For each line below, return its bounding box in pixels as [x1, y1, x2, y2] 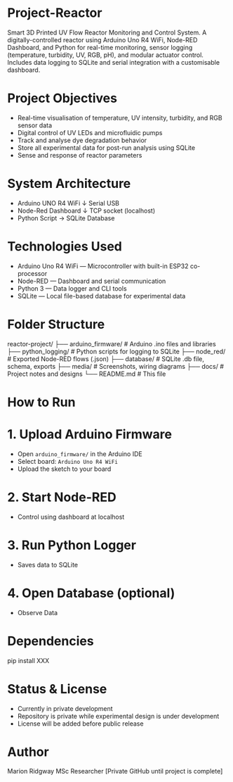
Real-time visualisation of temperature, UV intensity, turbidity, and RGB [17, 113, 222, 122]
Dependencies [7, 633, 94, 649]
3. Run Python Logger [7, 537, 137, 553]
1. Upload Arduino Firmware [7, 427, 173, 443]
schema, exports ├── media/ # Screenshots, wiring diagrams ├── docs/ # [7, 362, 225, 370]
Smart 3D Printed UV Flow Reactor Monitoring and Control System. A [7, 28, 207, 37]
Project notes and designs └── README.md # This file [7, 370, 166, 378]
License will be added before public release [17, 719, 144, 728]
